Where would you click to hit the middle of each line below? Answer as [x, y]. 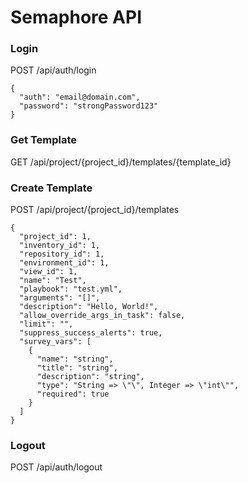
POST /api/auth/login [53, 70]
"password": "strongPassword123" [89, 106]
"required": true [73, 394]
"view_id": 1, [48, 272]
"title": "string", [77, 368]
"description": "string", [90, 377]
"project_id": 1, [55, 237]
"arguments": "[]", [60, 298]
